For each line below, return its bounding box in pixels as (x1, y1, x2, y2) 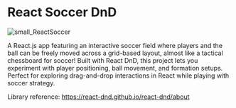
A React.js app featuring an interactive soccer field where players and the (7, 41, 222, 49)
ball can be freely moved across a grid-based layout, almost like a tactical (7, 49, 224, 57)
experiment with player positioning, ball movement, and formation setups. (7, 64, 223, 72)
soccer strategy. (7, 78, 55, 87)
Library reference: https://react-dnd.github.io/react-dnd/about (7, 92, 190, 101)
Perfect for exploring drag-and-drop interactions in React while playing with (7, 71, 230, 80)
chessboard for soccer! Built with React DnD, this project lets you (7, 56, 198, 64)
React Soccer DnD (7, 4, 117, 20)
